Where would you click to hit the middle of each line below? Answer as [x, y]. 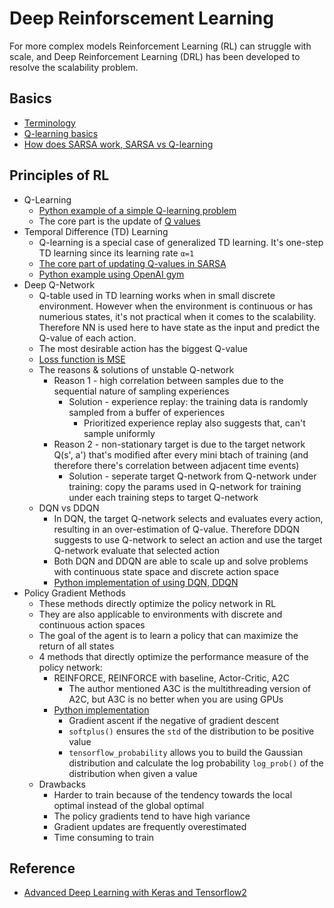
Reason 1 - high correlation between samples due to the [168, 380]
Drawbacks [62, 784]
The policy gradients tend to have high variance [152, 816]
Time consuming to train [104, 837]
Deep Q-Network [59, 284]
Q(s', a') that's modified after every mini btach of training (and [181, 454]
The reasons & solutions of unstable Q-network [136, 369]
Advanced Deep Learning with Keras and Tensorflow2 [135, 893]
